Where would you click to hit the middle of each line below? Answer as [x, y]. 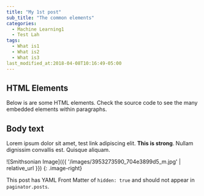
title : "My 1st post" [34, 12]
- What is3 [26, 58]
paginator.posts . [28, 187]
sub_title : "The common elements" [51, 18]
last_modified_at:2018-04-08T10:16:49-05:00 [64, 63]
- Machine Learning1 [38, 29]
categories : [21, 23]
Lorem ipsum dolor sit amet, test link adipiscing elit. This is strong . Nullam [100, 143]
